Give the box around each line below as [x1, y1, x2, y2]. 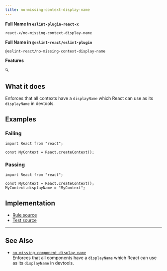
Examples [5, 115, 36, 123]
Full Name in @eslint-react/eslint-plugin [5, 39, 92, 45]
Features [5, 57, 24, 63]
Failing [5, 130, 22, 137]
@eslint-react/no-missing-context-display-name [5, 49, 106, 54]
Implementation [5, 199, 56, 207]
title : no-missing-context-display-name [5, 7, 90, 12]
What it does [5, 82, 46, 91]
